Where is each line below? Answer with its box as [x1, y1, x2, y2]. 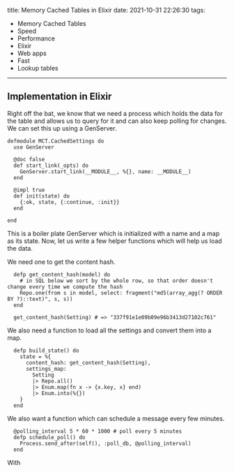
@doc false [13, 156, 45, 163]
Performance [17, 34, 56, 43]
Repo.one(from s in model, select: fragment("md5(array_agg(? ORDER [19, 289, 223, 296]
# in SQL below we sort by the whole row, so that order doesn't [19, 277, 214, 284]
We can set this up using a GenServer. [7, 124, 117, 132]
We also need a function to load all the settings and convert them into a [7, 326, 212, 334]
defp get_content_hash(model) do [13, 271, 111, 278]
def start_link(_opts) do [13, 162, 89, 169]
